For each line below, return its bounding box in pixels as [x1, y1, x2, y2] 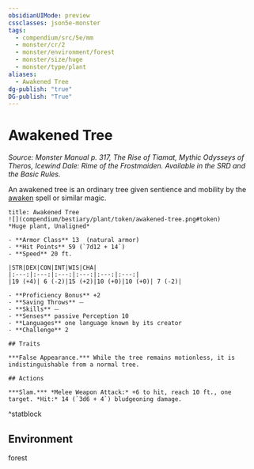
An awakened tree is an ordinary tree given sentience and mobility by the [8, 185, 247, 195]
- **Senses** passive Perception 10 [8, 312, 129, 320]
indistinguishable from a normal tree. [8, 361, 140, 369]
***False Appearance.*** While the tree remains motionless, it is [8, 354, 236, 362]
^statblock [8, 409, 42, 419]
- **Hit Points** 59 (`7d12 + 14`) [8, 243, 126, 252]
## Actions [8, 375, 44, 383]
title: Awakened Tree [8, 209, 80, 217]
